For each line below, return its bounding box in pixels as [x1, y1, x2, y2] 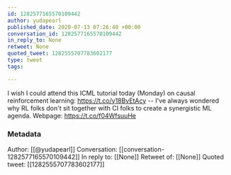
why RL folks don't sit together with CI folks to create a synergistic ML [7, 103, 212, 112]
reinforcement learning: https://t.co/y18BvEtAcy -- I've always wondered [7, 96, 220, 105]
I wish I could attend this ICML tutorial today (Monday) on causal [7, 89, 196, 97]
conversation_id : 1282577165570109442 [7, 30, 122, 38]
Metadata [7, 129, 41, 139]
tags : [7, 63, 23, 70]
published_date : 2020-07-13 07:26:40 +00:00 [7, 23, 141, 30]
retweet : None [7, 43, 50, 50]
